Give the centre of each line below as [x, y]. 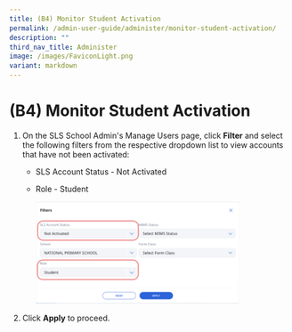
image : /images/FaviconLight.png [71, 57]
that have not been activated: [76, 154]
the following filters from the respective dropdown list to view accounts [153, 145]
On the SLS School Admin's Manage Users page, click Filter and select [152, 135]
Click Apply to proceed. [66, 318]
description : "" [39, 37]
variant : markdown [43, 66]
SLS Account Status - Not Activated [101, 171]
